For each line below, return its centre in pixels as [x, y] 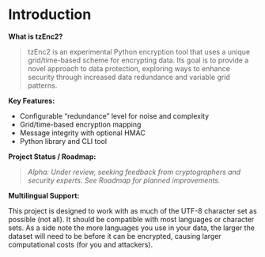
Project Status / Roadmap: [52, 157]
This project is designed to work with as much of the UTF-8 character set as [132, 210]
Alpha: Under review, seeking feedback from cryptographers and [134, 172]
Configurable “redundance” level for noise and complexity [114, 115]
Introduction [50, 15]
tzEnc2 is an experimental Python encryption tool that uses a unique [139, 51]
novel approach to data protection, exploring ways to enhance [129, 68]
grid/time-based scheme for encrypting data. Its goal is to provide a [138, 60]
